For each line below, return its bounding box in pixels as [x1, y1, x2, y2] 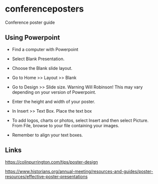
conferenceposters [5, 3, 84, 15]
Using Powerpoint [5, 33, 60, 42]
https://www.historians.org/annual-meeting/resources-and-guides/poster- [5, 168, 154, 174]
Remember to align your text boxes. [12, 132, 83, 138]
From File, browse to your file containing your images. [12, 122, 119, 128]
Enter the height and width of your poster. [12, 99, 95, 104]
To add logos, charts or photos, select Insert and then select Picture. [12, 117, 149, 123]
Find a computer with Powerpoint [12, 46, 79, 52]
